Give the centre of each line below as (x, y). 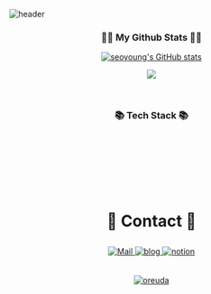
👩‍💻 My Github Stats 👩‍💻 (151, 37)
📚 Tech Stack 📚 (151, 116)
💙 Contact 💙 (151, 221)
